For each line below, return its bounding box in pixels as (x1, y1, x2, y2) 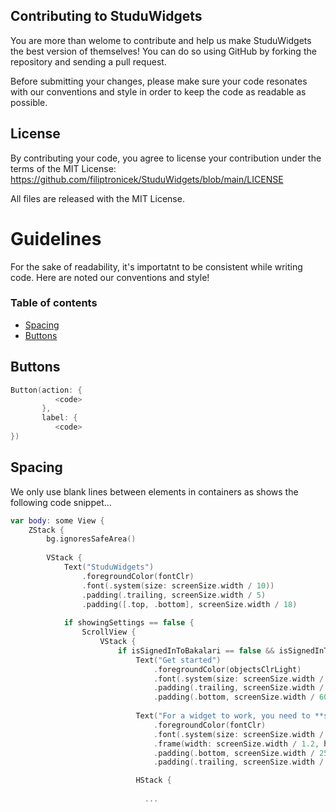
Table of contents (10, 296, 98, 310)
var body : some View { (10, 515, 105, 526)
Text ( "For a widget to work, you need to (135, 711, 311, 721)
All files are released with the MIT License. (10, 192, 185, 204)
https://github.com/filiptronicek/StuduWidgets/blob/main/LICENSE (10, 173, 284, 185)
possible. (10, 96, 48, 108)
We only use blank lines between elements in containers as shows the (10, 485, 299, 498)
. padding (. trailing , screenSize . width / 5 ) (81, 590, 267, 600)
